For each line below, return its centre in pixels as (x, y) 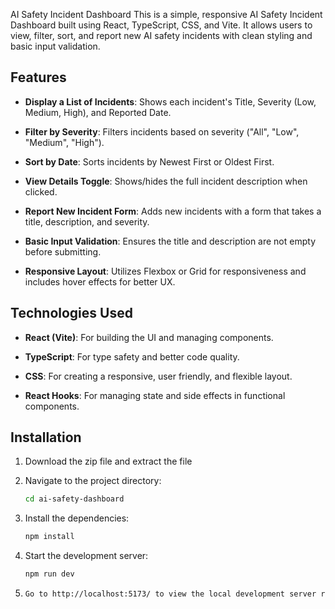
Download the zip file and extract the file (108, 461)
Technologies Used (71, 313)
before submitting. (63, 251)
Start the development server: (86, 556)
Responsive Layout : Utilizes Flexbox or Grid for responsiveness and (165, 271)
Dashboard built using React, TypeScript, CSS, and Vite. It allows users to (161, 25)
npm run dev (49, 574)
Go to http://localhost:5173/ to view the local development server (170, 594)
